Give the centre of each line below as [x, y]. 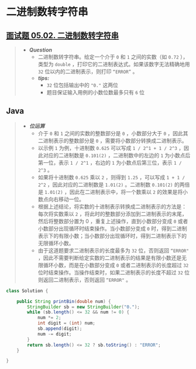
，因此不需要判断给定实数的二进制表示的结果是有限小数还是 [110, 258]
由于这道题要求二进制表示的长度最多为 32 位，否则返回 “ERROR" [113, 250]
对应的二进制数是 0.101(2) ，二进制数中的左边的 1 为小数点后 [117, 155]
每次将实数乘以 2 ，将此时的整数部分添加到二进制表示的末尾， [112, 214]
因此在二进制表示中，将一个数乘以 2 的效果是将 [126, 192]
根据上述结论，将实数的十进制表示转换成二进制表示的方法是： [112, 206]
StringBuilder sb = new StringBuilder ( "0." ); [84, 307]
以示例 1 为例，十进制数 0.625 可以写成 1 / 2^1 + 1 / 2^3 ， [111, 148]
